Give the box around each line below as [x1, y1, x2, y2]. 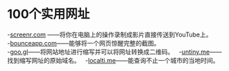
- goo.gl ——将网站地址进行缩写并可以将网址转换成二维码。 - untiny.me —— [7, 48, 222, 56]
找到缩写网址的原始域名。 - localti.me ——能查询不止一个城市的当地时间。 [7, 56, 220, 64]
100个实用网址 [7, 6, 90, 22]
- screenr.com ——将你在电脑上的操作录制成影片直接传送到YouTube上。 [7, 30, 212, 39]
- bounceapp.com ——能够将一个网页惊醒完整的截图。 [7, 39, 160, 47]
